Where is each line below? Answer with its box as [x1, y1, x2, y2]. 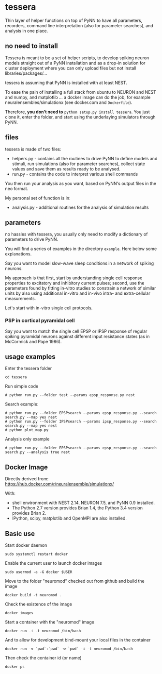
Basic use [5, 529, 35, 538]
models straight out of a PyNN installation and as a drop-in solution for [5, 60, 146, 66]
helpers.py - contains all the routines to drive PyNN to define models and [12, 155, 158, 161]
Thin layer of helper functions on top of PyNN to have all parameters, [5, 17, 143, 23]
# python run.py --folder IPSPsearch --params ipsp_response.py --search [5, 419, 157, 424]
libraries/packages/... [5, 70, 47, 76]
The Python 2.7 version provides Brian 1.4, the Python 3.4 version [12, 505, 143, 511]
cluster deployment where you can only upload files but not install [5, 65, 136, 71]
